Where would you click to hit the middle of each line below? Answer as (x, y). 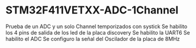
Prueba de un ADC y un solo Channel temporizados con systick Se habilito (97, 26)
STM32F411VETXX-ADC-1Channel (92, 10)
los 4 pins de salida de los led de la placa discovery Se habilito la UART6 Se (98, 32)
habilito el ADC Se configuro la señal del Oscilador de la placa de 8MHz (93, 39)
